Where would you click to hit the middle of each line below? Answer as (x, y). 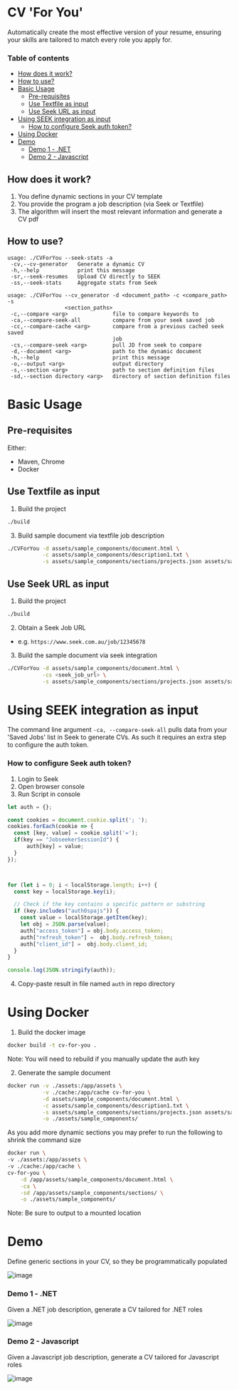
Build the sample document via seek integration (87, 655)
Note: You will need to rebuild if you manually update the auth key (104, 1059)
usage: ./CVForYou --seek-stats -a (60, 258)
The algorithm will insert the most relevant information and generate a (120, 211)
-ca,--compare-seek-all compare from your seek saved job (112, 320)
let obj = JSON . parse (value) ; (65, 924)
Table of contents (38, 58)
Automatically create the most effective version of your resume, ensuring (115, 32)
